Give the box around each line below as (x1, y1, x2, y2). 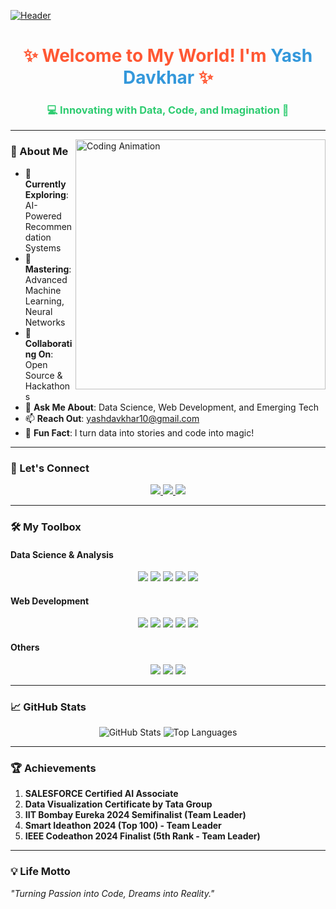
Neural (24, 305, 53, 317)
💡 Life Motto (10, 865, 71, 879)
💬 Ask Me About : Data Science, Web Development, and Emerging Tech (24, 401, 320, 413)
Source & (24, 369, 63, 381)
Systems (24, 241, 62, 254)
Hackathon (24, 380, 71, 392)
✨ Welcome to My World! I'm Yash (23, 45, 313, 67)
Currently (24, 178, 67, 190)
